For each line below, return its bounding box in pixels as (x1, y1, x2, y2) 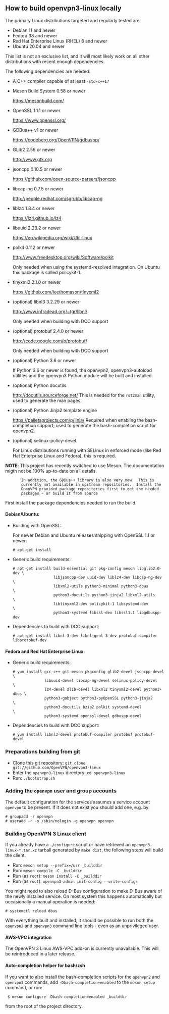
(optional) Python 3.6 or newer (12, 357, 77, 363)
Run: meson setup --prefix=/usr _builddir (12, 862, 102, 868)
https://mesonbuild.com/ (12, 97, 64, 104)
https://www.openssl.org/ (12, 117, 66, 123)
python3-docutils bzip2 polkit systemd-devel (44, 704, 142, 710)
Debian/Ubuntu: (5, 511, 40, 517)
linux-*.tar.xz (5, 848, 37, 853)
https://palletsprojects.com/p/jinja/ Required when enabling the (12, 417, 144, 423)
